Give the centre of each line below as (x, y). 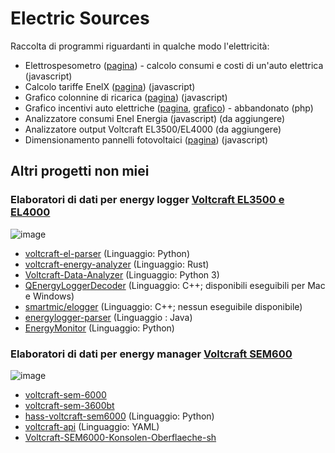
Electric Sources (80, 18)
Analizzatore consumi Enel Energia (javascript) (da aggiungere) (155, 118)
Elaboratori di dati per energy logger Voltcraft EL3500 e (147, 200)
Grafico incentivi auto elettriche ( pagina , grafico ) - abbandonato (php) (169, 108)
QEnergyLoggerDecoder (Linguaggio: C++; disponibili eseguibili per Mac (175, 285)
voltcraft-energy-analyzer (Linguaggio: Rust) (117, 264)
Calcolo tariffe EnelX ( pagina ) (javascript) (110, 86)
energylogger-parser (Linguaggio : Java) (108, 317)
